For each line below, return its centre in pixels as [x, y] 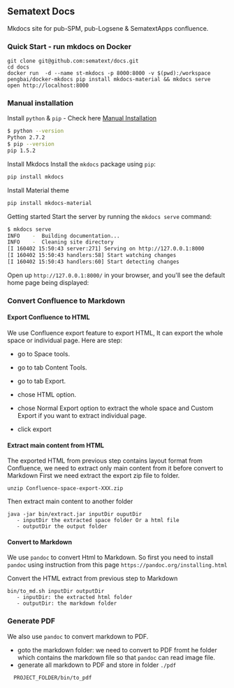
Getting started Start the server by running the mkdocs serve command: [109, 216]
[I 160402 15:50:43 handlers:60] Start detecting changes [93, 262]
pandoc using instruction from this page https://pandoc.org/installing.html [117, 565]
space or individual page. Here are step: [65, 341]
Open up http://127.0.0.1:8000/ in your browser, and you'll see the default [116, 275]
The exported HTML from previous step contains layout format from [105, 461]
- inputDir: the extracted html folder [74, 598]
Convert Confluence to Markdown [66, 300]
